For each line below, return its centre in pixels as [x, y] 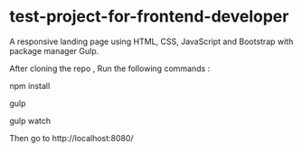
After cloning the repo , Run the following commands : [110, 68]
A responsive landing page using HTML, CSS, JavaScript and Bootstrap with [151, 41]
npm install [30, 85]
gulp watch [30, 121]
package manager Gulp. [54, 50]
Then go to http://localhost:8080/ [71, 138]
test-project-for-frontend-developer [149, 17]
